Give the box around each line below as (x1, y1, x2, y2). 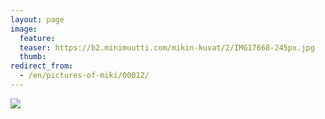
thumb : (19, 52, 47, 62)
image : (10, 24, 38, 34)
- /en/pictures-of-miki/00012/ (19, 71, 150, 81)
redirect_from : (10, 61, 74, 71)
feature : (19, 33, 56, 43)
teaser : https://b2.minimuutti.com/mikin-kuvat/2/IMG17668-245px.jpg (19, 42, 315, 53)
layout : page (10, 14, 65, 25)
